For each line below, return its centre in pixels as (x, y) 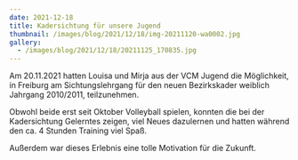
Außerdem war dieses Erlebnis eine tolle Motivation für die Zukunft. (133, 148)
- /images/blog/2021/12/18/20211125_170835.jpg (107, 51)
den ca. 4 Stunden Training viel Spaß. (78, 131)
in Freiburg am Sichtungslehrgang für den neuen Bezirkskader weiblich (139, 85)
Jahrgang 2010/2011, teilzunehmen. (74, 95)
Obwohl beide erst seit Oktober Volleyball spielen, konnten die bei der (137, 112)
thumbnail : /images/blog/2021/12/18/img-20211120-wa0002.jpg (125, 34)
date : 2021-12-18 (41, 17)
